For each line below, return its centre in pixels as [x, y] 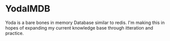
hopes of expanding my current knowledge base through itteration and [79, 27]
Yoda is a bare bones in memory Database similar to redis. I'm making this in [85, 22]
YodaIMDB [28, 9]
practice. [14, 33]
